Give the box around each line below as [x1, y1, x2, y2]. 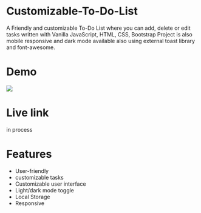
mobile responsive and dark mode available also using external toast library [6, 37, 196, 44]
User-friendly [15, 167, 49, 174]
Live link [6, 106, 49, 120]
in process [6, 126, 33, 133]
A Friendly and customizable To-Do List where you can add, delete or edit [6, 24, 191, 32]
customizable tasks [15, 174, 64, 181]
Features [6, 147, 52, 161]
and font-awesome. [6, 44, 56, 51]
